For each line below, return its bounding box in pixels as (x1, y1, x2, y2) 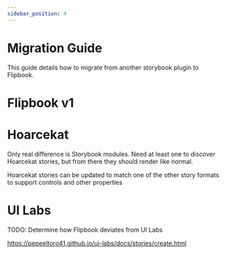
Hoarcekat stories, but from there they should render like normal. (7, 157, 193, 166)
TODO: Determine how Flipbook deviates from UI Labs (7, 225, 163, 234)
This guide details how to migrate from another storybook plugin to (7, 63, 200, 72)
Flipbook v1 (7, 95, 74, 111)
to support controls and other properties (7, 178, 123, 186)
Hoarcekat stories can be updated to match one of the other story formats (7, 170, 220, 179)
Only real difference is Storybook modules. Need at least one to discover (7, 150, 216, 158)
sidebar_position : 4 (7, 10, 67, 17)
